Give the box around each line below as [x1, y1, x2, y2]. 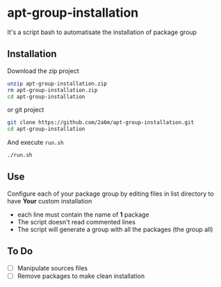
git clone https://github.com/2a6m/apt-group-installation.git [7, 119, 195, 126]
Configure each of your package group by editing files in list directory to [7, 189, 214, 198]
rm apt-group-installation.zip [7, 86, 98, 93]
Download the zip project [7, 66, 79, 75]
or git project [7, 106, 44, 114]
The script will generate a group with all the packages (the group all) [17, 225, 213, 233]
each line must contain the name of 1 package [17, 210, 149, 219]
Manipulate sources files [17, 263, 88, 272]
